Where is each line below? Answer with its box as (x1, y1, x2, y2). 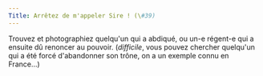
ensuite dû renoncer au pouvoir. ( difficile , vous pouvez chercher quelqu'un (8, 42, 255, 52)
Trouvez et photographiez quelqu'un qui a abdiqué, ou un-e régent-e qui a (8, 34, 254, 43)
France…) (8, 59, 40, 69)
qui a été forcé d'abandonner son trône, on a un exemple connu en (8, 50, 229, 60)
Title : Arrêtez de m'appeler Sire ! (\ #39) (8, 11, 156, 20)
